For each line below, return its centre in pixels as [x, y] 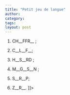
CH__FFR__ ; [24, 41]
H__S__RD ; [23, 60]
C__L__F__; [22, 51]
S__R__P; [21, 79]
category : [15, 18]
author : [13, 14]
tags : [10, 23]
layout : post [18, 27]
